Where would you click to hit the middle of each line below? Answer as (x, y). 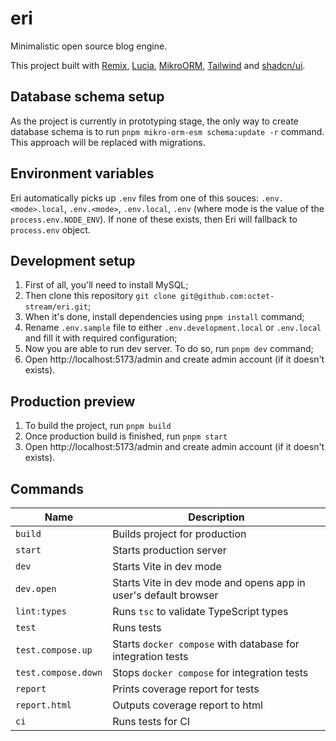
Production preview (73, 401)
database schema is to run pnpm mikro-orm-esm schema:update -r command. (167, 131)
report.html (44, 705)
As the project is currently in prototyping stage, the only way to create (154, 121)
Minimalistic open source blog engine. (89, 46)
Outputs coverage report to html (187, 705)
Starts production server (169, 550)
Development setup (73, 260)
